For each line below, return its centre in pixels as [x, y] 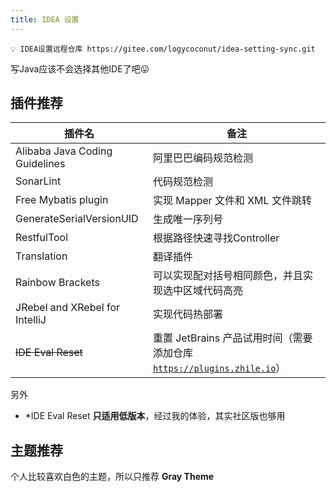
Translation [41, 256]
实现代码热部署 [187, 314]
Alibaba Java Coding [64, 151]
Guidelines [40, 164]
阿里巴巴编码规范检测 [202, 158]
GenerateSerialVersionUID [77, 219]
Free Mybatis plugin [62, 200]
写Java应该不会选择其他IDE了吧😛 [80, 68]
